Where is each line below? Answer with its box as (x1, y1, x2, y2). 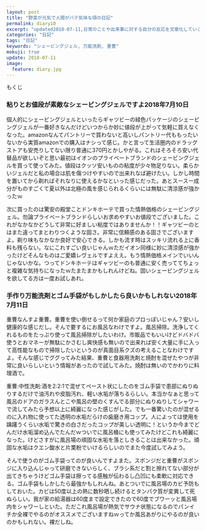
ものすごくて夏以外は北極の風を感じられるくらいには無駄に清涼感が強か (17, 185, 200, 192)
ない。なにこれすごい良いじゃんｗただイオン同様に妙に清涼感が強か (27, 244, 200, 251)
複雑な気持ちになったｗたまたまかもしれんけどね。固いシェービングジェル (11, 266, 200, 274)
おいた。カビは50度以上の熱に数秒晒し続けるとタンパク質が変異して (17, 487, 190, 495)
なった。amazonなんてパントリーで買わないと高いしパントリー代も (6, 131, 177, 138)
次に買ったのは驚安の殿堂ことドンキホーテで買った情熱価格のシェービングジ (6, 205, 200, 212)
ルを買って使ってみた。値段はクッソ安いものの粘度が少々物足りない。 (6, 161, 183, 169)
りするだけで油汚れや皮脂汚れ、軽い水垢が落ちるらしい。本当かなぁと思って (6, 390, 200, 397)
